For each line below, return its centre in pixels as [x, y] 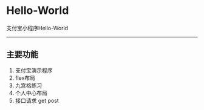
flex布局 [25, 78]
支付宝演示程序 [34, 70]
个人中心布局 [31, 93]
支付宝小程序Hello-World [37, 28]
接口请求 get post [37, 100]
